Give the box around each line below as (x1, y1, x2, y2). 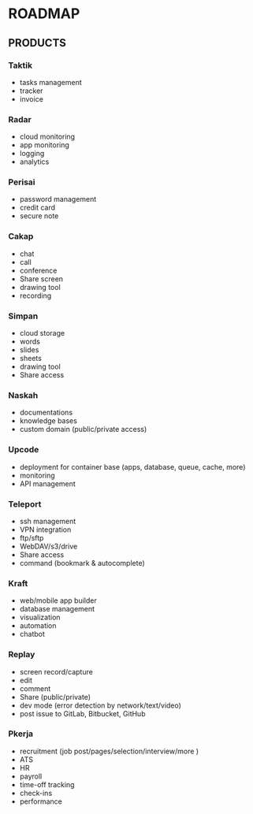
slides (19, 345, 39, 355)
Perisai (8, 177, 35, 188)
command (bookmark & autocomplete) (19, 558, 146, 567)
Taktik (8, 60, 33, 71)
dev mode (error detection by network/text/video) (19, 701, 181, 710)
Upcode (8, 444, 39, 455)
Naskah (8, 389, 39, 400)
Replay (8, 649, 35, 660)
